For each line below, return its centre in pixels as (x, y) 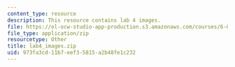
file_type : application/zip (48, 33)
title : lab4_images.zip (42, 46)
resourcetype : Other (37, 40)
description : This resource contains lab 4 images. (84, 20)
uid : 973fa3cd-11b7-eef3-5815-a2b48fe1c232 (72, 53)
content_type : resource (42, 14)
